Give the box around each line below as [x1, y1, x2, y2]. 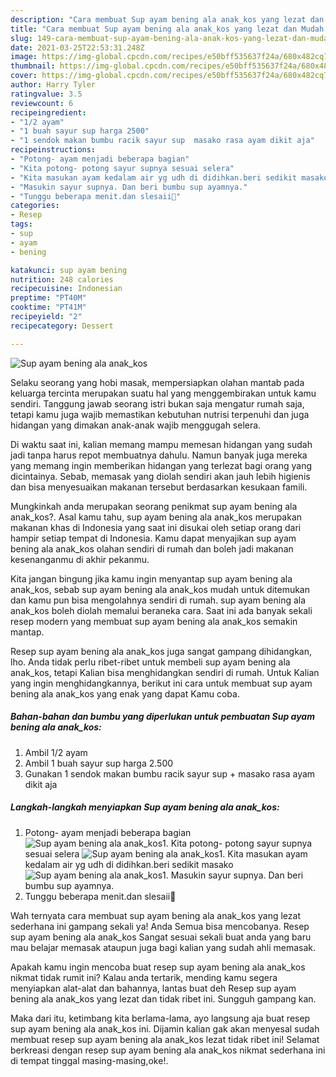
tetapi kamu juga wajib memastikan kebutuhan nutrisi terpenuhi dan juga [10, 408, 310, 420]
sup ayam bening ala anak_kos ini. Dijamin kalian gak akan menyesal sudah [10, 1022, 320, 1035]
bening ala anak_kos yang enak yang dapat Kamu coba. [10, 687, 240, 700]
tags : [10, 219, 33, 230]
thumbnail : [10, 61, 56, 71]
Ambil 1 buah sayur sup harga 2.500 [24, 757, 174, 769]
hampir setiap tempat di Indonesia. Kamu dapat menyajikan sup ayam [10, 532, 297, 544]
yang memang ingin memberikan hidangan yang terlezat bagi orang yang [10, 459, 312, 471]
